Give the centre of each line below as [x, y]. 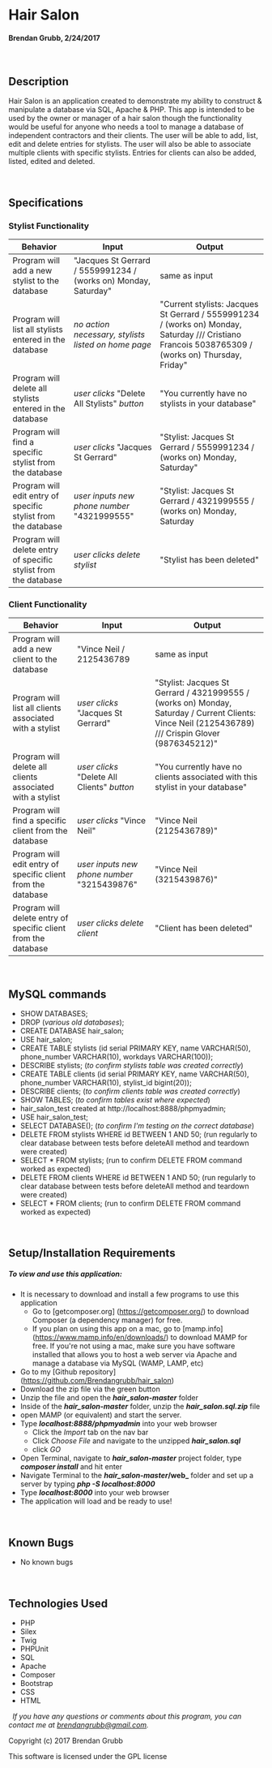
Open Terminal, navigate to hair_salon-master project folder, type [131, 1458]
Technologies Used [58, 1604]
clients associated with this [206, 777]
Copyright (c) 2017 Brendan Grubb [66, 1740]
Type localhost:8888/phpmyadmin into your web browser [119, 1424]
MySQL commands [57, 994]
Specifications [46, 203]
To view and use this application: [66, 1274]
